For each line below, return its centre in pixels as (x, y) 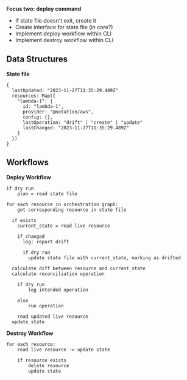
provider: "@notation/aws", (58, 112)
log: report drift (46, 242)
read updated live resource (53, 317)
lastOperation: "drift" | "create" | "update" (83, 122)
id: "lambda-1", (43, 106)
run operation (46, 306)
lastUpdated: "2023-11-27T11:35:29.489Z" (65, 90)
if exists (24, 220)
